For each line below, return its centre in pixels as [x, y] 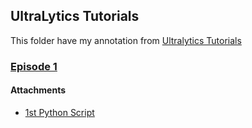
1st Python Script [59, 112]
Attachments [38, 90]
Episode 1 [34, 66]
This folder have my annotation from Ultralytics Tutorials [126, 40]
